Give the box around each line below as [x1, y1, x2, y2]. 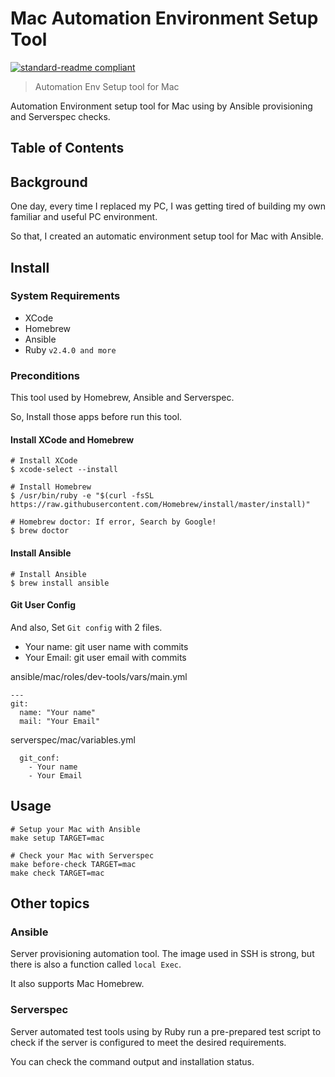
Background [10, 173, 88, 191]
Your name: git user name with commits [24, 640, 189, 652]
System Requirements [10, 289, 121, 303]
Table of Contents [10, 140, 125, 157]
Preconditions [10, 368, 81, 382]
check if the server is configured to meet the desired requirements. [10, 1036, 287, 1048]
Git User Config [10, 599, 77, 611]
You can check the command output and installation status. [10, 1055, 255, 1067]
